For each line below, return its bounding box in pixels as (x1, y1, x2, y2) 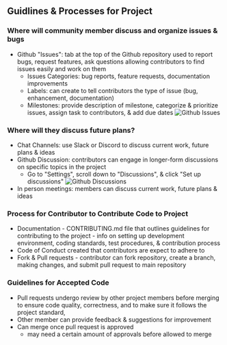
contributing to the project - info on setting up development (16, 232, 185, 240)
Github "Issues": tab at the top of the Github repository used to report (16, 50, 213, 58)
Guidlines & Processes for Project (7, 5, 152, 17)
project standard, (16, 308, 66, 316)
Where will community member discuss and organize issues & (7, 26, 218, 36)
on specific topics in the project (16, 162, 107, 170)
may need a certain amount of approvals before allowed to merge (27, 330, 212, 338)
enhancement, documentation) (27, 94, 115, 102)
